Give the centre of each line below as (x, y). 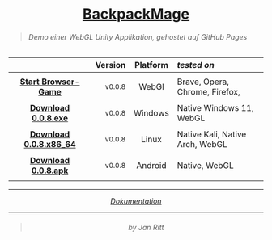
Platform (151, 65)
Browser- (61, 82)
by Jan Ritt (146, 227)
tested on (195, 65)
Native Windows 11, (215, 108)
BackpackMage (136, 14)
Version (110, 65)
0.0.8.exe (50, 118)
